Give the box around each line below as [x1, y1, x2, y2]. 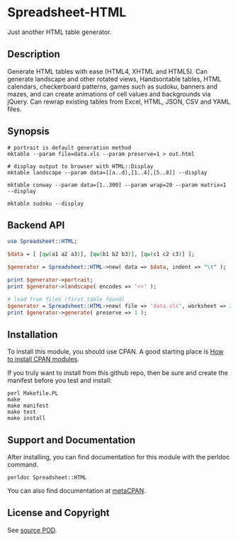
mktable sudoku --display [7, 200, 84, 207]
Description [7, 48, 60, 60]
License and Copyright [7, 507, 110, 519]
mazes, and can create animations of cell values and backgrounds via [7, 89, 211, 98]
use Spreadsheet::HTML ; [7, 238, 78, 245]
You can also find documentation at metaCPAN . [7, 486, 147, 495]
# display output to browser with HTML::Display [7, 162, 154, 170]
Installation [7, 328, 58, 340]
